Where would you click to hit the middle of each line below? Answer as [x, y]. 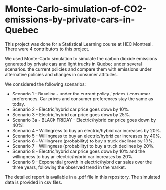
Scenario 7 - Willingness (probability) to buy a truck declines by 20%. [83, 146]
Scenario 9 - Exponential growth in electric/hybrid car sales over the [82, 162]
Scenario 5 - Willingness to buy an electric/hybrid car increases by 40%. [86, 136]
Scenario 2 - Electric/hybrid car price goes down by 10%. [71, 109]
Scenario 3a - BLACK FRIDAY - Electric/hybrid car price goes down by [84, 120]
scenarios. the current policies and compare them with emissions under [78, 69]
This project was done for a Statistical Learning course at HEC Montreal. [79, 44]
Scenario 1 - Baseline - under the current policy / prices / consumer [81, 94]
